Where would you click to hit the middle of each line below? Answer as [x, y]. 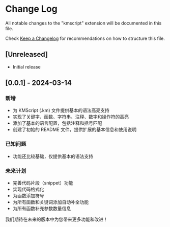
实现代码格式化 [28, 189]
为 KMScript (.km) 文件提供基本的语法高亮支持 [61, 110]
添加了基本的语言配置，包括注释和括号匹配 [57, 123]
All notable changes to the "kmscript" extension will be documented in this [83, 23]
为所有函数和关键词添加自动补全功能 [51, 202]
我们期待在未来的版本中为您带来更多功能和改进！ [56, 219]
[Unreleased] [27, 54]
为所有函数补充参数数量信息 [42, 209]
